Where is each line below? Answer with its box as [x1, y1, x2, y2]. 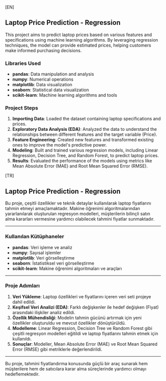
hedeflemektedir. [5, 371, 40, 377]
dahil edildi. [12, 299, 36, 305]
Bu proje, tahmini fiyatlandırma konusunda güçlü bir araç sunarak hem [5, 360, 148, 366]
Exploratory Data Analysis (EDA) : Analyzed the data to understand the [12, 126, 157, 132]
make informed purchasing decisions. [5, 47, 82, 54]
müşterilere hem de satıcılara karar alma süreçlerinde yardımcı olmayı [5, 366, 147, 372]
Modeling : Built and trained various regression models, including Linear [12, 147, 158, 153]
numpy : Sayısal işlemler [12, 250, 61, 256]
